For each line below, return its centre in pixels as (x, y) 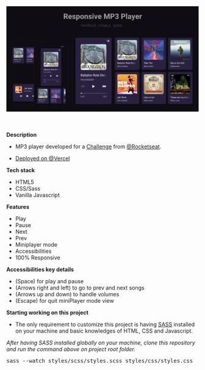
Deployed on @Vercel (42, 159)
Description (22, 135)
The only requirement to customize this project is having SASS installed (105, 325)
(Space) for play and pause (49, 281)
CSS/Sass (28, 189)
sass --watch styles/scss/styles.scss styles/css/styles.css (100, 361)
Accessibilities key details (40, 270)
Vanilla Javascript (37, 195)
